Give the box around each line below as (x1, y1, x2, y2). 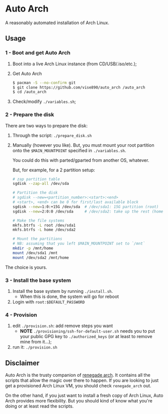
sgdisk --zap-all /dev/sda (12, 181, 69, 186)
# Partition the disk (12, 190, 58, 195)
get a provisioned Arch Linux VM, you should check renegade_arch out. (5, 383, 151, 389)
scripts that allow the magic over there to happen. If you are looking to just (5, 377, 159, 383)
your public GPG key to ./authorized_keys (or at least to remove (20, 334, 152, 340)
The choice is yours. (5, 264, 48, 270)
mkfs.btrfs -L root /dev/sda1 (12, 223, 76, 228)
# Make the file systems (12, 218, 65, 223)
